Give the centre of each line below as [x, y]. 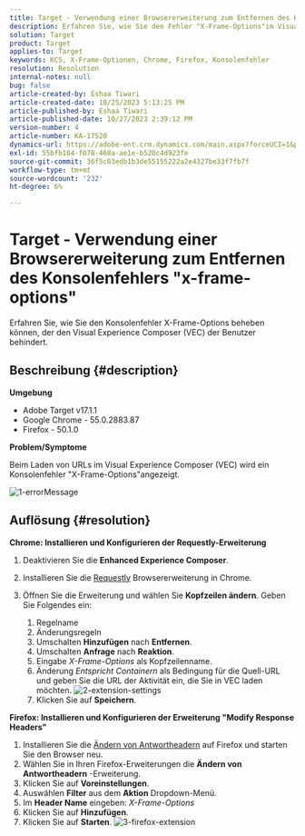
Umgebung [31, 393]
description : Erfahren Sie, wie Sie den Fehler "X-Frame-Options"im [142, 26]
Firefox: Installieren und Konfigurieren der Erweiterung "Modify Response [152, 717]
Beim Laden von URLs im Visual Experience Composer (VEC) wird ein [139, 464]
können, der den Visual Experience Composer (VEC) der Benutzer [133, 333]
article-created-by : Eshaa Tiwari [75, 94]
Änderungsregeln [69, 632]
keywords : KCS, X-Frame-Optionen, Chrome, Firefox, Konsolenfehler [140, 60]
